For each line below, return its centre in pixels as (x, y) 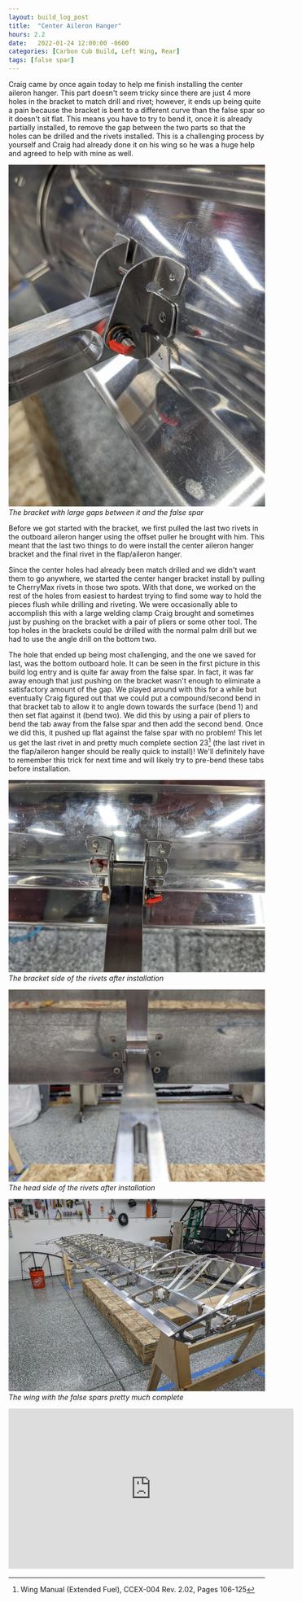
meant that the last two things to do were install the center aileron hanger (131, 546)
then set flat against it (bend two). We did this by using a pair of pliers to (129, 715)
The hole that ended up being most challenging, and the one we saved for (132, 655)
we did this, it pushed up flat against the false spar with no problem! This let (136, 733)
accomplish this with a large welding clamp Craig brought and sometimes (131, 613)
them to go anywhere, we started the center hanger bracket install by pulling (137, 578)
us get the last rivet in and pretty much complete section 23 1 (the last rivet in (137, 742)
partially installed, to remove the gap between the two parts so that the (127, 127)
